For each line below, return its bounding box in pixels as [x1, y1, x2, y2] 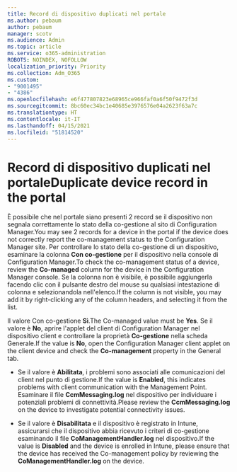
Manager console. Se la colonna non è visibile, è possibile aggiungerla [7, 273, 213, 282]
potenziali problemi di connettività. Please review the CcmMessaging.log [17, 398, 231, 407]
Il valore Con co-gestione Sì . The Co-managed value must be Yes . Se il [7, 316, 214, 326]
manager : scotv [7, 30, 52, 38]
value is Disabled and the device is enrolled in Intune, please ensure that [17, 442, 230, 450]
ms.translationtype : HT [7, 109, 78, 116]
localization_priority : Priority [7, 63, 106, 70]
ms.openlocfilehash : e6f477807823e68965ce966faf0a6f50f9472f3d [7, 96, 198, 103]
